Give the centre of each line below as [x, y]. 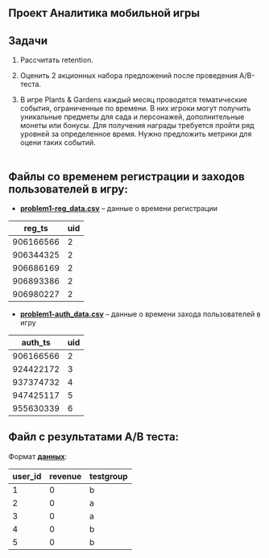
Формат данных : [37, 456]
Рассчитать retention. [57, 60]
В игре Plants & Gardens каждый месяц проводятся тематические [134, 100]
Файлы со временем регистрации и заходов [127, 176]
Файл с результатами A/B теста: [94, 437]
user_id [27, 476]
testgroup [108, 476]
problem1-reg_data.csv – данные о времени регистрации [119, 209]
